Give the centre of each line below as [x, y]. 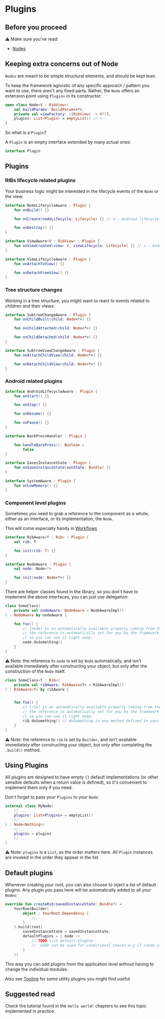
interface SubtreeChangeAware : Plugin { [48, 315]
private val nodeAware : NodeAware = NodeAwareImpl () [69, 610]
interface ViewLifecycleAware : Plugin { [48, 259]
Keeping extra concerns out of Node [62, 64]
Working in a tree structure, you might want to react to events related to [77, 301]
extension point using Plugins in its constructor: [54, 96]
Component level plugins [36, 503]
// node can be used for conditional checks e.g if [86, 945]
